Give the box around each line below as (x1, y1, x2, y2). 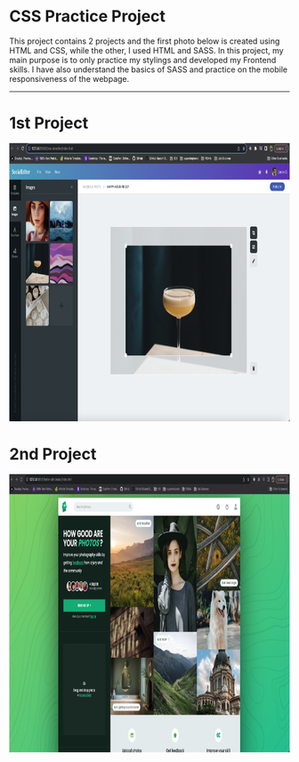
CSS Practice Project (9, 6, 166, 27)
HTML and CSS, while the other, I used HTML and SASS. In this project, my (9, 45, 284, 55)
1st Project (9, 113, 89, 134)
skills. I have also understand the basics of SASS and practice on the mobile (9, 64, 287, 75)
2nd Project (9, 444, 97, 465)
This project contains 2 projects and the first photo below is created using (9, 36, 280, 46)
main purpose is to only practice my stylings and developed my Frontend (9, 54, 277, 65)
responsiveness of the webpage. (9, 73, 130, 84)
